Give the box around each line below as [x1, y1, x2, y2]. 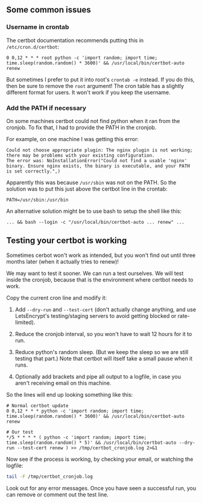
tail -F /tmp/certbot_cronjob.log [6, 473, 93, 479]
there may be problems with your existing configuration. [6, 152, 155, 159]
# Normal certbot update [6, 402, 69, 409]
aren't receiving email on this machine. [14, 379, 112, 387]
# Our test [6, 429, 34, 435]
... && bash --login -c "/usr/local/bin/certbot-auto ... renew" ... [6, 219, 185, 225]
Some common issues [6, 5, 92, 15]
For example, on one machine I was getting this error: [6, 135, 139, 142]
